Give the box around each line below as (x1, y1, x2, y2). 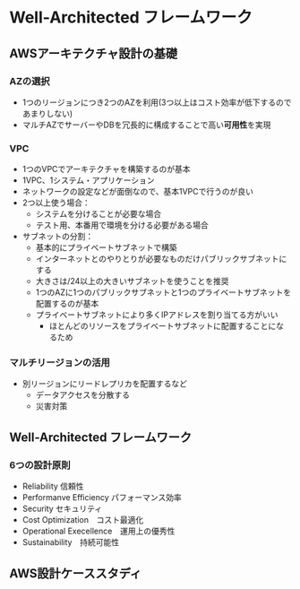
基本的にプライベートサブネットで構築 (35, 242, 177, 253)
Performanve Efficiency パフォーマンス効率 (21, 492, 182, 503)
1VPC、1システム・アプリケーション (21, 175, 155, 186)
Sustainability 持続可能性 (21, 537, 119, 548)
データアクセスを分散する (35, 390, 130, 401)
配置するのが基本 (35, 299, 99, 309)
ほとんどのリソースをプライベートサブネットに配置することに (48, 321, 277, 332)
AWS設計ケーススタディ (9, 566, 142, 581)
